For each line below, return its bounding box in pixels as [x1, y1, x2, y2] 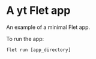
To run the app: [6, 35, 44, 42]
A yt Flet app [6, 4, 71, 17]
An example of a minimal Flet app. [6, 23, 91, 31]
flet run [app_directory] [6, 46, 71, 53]
